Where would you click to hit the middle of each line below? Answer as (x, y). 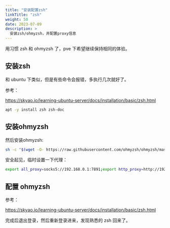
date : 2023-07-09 (24, 24)
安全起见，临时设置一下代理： (36, 160)
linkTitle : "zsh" (24, 15)
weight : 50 (17, 19)
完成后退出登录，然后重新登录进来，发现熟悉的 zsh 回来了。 (68, 220)
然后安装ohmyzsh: (25, 140)
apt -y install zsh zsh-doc (35, 110)
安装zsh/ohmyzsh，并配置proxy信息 (43, 34)
